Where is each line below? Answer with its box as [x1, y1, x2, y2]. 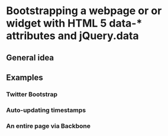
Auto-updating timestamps [6, 106, 86, 114]
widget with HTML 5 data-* [6, 16, 143, 30]
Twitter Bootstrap [6, 90, 58, 98]
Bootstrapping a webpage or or [6, 4, 162, 18]
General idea [6, 52, 54, 62]
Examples [6, 72, 43, 82]
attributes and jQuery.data [6, 29, 139, 42]
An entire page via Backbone [6, 122, 91, 130]
